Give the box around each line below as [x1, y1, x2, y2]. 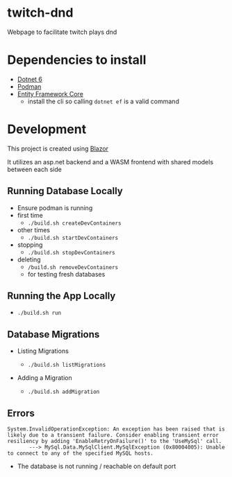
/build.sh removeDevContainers [27, 263, 119, 271]
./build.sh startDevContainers [27, 234, 119, 241]
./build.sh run [17, 310, 62, 317]
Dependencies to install [7, 52, 147, 68]
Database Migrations [7, 328, 100, 340]
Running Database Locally [7, 185, 123, 197]
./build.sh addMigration [27, 388, 100, 396]
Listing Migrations [17, 347, 69, 355]
